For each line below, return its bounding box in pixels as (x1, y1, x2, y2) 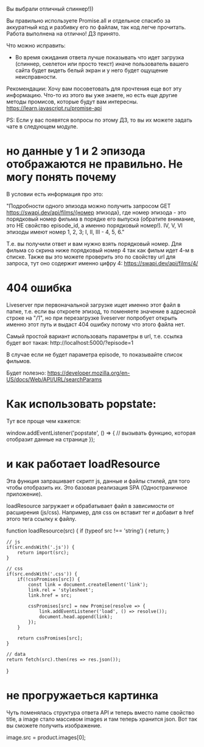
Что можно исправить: (6, 42, 66, 49)
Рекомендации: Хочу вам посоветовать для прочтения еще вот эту (6, 85, 182, 92)
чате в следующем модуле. (6, 123, 78, 130)
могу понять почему (6, 171, 117, 184)
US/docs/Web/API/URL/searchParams (6, 375, 102, 383)
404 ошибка (6, 281, 72, 295)
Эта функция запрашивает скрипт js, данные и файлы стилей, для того (6, 477, 191, 485)
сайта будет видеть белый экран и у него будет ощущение (15, 67, 169, 74)
